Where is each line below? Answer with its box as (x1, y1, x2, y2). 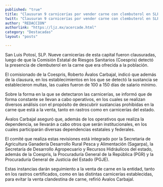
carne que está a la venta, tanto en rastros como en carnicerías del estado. (5, 106, 155, 112)
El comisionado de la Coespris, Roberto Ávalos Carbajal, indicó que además (5, 71, 157, 77)
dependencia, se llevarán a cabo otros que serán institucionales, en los (5, 121, 147, 127)
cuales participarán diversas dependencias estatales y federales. (5, 126, 135, 132)
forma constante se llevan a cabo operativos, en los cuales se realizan (5, 96, 146, 102)
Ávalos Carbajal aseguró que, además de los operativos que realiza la (5, 116, 144, 122)
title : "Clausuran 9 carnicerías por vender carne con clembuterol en (5, 12, 151, 17)
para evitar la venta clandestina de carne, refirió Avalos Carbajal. (5, 176, 134, 182)
